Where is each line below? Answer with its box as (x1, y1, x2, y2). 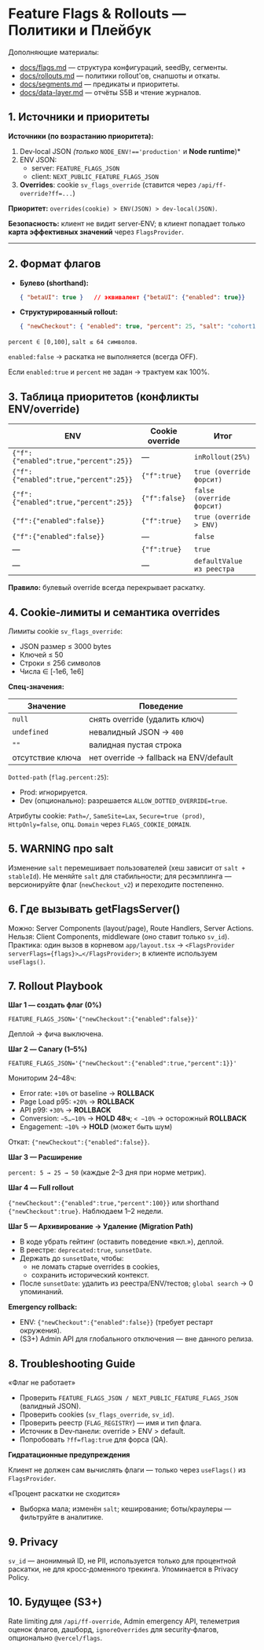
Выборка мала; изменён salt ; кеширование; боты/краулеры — (19, 1504, 232, 1513)
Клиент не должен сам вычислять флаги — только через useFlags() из (8, 1465, 246, 1475)
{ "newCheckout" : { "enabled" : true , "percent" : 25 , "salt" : (19, 323, 225, 331)
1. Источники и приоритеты (8, 111, 150, 124)
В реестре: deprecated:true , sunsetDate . (19, 1245, 152, 1255)
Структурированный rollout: (19, 307, 118, 317)
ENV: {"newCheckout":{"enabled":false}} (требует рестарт (19, 1318, 214, 1327)
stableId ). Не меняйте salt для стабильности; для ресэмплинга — (8, 871, 232, 881)
